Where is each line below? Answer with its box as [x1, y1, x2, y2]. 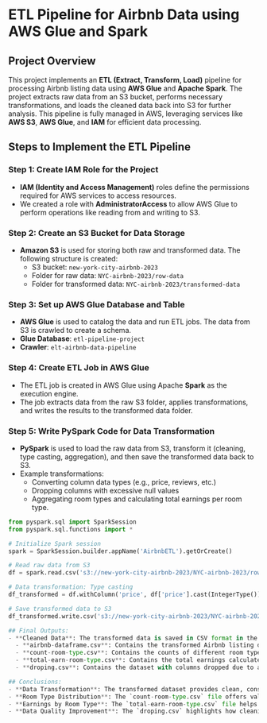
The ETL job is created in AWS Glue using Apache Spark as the [19, 380, 228, 390]
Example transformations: [19, 469, 105, 478]
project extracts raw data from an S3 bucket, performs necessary [8, 92, 223, 101]
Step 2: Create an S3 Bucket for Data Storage [8, 227, 185, 238]
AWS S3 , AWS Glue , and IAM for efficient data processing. [8, 118, 202, 126]
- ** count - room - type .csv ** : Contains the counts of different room [15, 649, 244, 657]
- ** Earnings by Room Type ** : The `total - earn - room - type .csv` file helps [8, 700, 258, 708]
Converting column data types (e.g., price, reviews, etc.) [31, 477, 217, 486]
